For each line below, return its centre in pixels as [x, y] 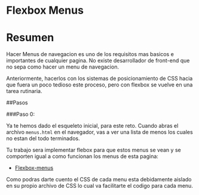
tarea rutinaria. [24, 91]
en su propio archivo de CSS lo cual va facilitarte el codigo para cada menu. [99, 186]
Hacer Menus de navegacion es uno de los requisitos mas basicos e [90, 54]
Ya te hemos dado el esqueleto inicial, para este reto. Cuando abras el [92, 126]
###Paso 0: [20, 114]
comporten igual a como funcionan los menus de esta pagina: [82, 156]
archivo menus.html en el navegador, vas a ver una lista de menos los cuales [99, 132]
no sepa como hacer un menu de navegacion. [63, 67]
